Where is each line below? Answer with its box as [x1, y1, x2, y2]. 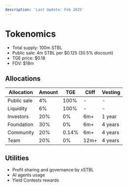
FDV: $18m [12, 60, 34, 66]
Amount [39, 89, 58, 96]
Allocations [5, 74, 41, 82]
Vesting [102, 89, 121, 96]
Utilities [5, 154, 29, 162]
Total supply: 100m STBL [12, 45, 63, 51]
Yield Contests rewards [12, 177, 60, 183]
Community [7, 129, 34, 136]
